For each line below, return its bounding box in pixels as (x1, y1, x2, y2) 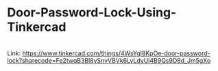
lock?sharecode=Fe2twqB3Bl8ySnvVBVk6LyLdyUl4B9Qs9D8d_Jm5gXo (7, 56, 211, 64)
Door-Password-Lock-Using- (7, 5, 177, 20)
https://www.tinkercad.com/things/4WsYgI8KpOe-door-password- (22, 49, 210, 57)
